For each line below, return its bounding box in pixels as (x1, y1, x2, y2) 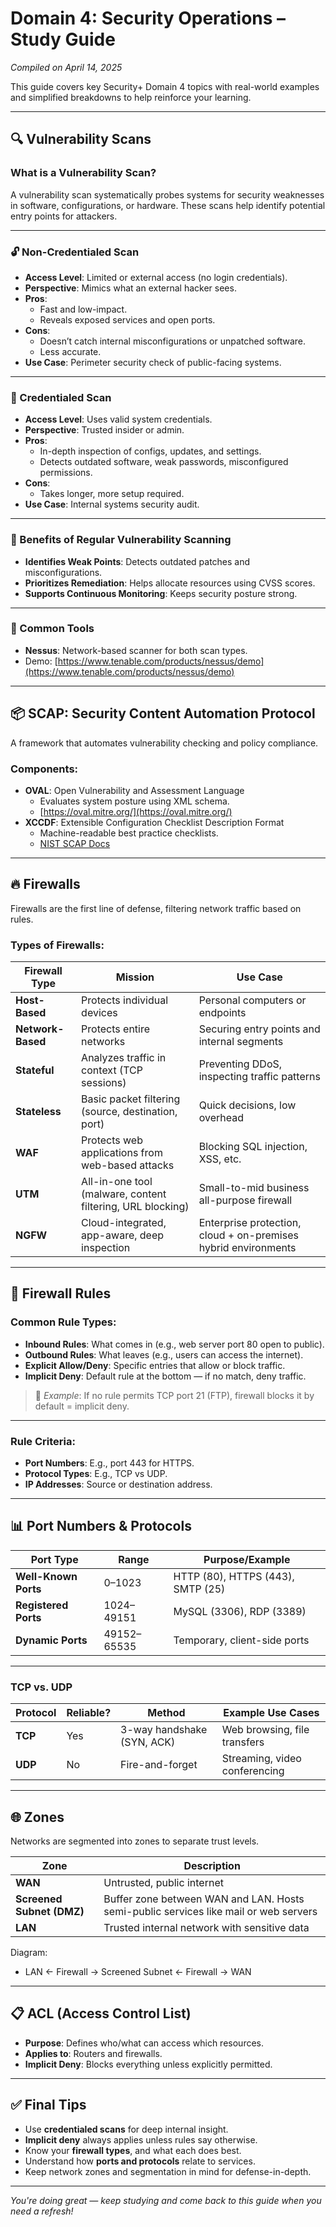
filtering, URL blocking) (81, 1200, 190, 1214)
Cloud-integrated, (81, 1216, 167, 1230)
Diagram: (10, 1946, 48, 1958)
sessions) (81, 1076, 127, 1090)
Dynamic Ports (15, 1633, 88, 1647)
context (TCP (81, 1063, 143, 1077)
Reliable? (66, 1706, 112, 1720)
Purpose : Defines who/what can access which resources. (24, 2037, 265, 2049)
